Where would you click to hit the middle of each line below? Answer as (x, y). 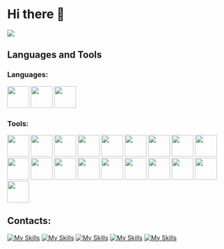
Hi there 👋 (36, 14)
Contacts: (29, 221)
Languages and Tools (55, 55)
